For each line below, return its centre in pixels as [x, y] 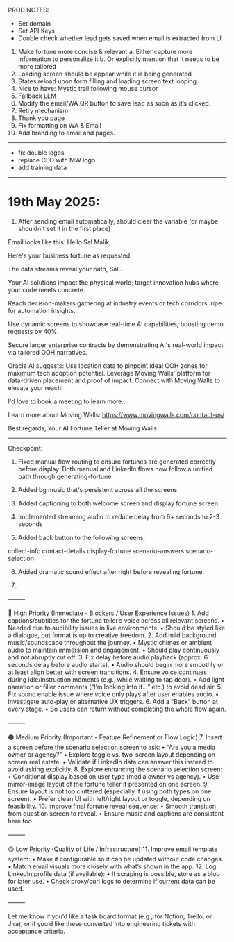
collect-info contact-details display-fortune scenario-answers [96, 550]
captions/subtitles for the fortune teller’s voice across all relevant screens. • [116, 620]
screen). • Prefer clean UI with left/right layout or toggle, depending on [109, 798]
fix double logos [41, 153]
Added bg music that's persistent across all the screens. [99, 489]
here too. [21, 821]
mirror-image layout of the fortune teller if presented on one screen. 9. [108, 784]
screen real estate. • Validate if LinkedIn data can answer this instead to [111, 762]
